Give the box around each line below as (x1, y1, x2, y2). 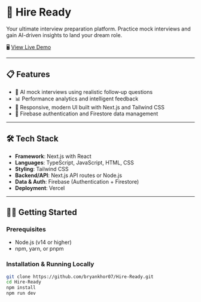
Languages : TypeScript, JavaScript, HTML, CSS (14, 158, 135, 166)
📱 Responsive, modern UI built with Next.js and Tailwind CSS (14, 103, 165, 111)
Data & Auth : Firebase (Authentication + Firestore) (14, 178, 139, 185)
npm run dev (6, 290, 36, 297)
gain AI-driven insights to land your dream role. (6, 31, 123, 38)
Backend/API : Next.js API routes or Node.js (14, 172, 123, 179)
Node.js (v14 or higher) (14, 239, 72, 246)
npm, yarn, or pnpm (14, 245, 64, 252)
